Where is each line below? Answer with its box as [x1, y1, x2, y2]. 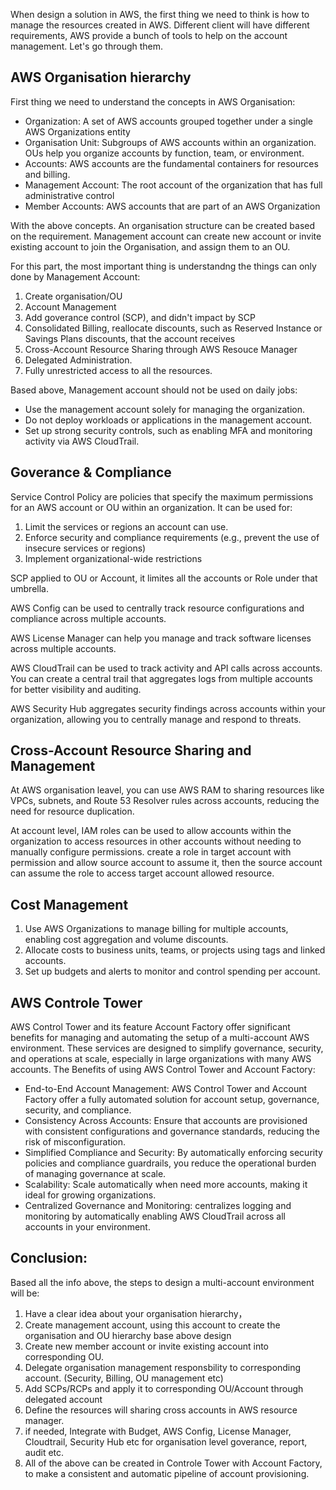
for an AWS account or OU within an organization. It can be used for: [10, 501, 293, 513]
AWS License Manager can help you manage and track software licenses [10, 632, 312, 644]
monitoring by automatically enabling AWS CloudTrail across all [24, 1210, 287, 1223]
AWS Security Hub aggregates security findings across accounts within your [10, 702, 326, 714]
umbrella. [10, 582, 49, 594]
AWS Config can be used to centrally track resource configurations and [10, 602, 305, 614]
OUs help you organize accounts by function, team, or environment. [24, 147, 305, 159]
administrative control [24, 189, 115, 201]
